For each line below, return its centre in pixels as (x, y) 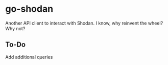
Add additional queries (29, 57)
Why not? (15, 28)
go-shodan (29, 9)
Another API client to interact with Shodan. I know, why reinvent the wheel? (84, 23)
